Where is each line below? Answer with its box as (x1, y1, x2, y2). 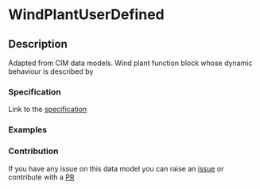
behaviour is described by (8, 67, 94, 76)
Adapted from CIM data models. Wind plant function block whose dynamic (8, 58, 253, 67)
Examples (8, 125, 48, 136)
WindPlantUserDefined (8, 6, 165, 24)
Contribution (8, 145, 59, 156)
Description (8, 37, 68, 51)
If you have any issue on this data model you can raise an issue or (8, 164, 224, 173)
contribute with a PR (8, 172, 75, 182)
